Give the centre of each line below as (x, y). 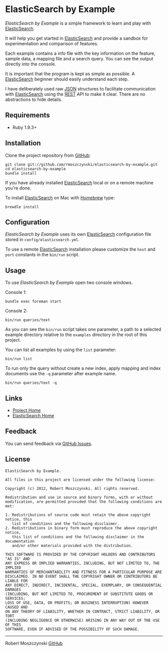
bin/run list (19, 359)
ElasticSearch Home (33, 416)
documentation (20, 541)
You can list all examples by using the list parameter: (61, 350)
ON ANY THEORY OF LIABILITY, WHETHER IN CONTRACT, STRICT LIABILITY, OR (82, 611)
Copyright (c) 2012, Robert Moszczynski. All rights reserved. (72, 488)
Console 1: (16, 292)
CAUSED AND (16, 607)
